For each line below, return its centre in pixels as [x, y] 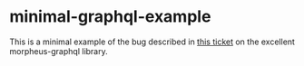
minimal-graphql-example [110, 17]
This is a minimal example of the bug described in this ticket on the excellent [152, 42]
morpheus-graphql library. [59, 51]
